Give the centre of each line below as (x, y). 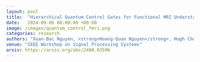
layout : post (22, 12)
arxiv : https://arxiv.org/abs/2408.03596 (58, 50)
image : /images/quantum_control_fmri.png (58, 28)
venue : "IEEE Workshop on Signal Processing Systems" (74, 45)
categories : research (33, 34)
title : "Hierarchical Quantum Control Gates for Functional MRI (89, 17)
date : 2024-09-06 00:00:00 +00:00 (51, 22)
